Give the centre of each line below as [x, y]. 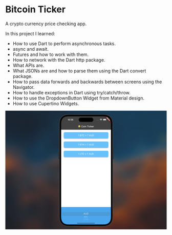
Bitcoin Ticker [35, 9]
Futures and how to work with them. [51, 54]
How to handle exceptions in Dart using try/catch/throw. [71, 92]
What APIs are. [28, 65]
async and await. [30, 49]
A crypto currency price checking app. [46, 24]
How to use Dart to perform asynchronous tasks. [64, 43]
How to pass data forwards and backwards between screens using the [87, 82]
